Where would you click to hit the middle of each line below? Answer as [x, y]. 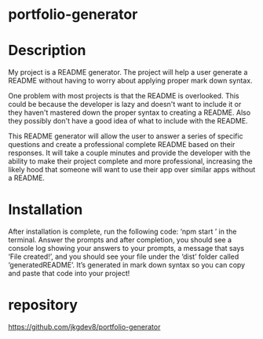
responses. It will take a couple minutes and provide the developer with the [130, 153]
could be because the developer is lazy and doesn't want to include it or [125, 105]
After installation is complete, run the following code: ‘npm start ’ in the [122, 232]
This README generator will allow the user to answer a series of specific [126, 136]
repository [43, 305]
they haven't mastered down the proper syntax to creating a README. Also [130, 112]
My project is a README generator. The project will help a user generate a [128, 72]
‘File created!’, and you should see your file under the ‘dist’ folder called [124, 256]
